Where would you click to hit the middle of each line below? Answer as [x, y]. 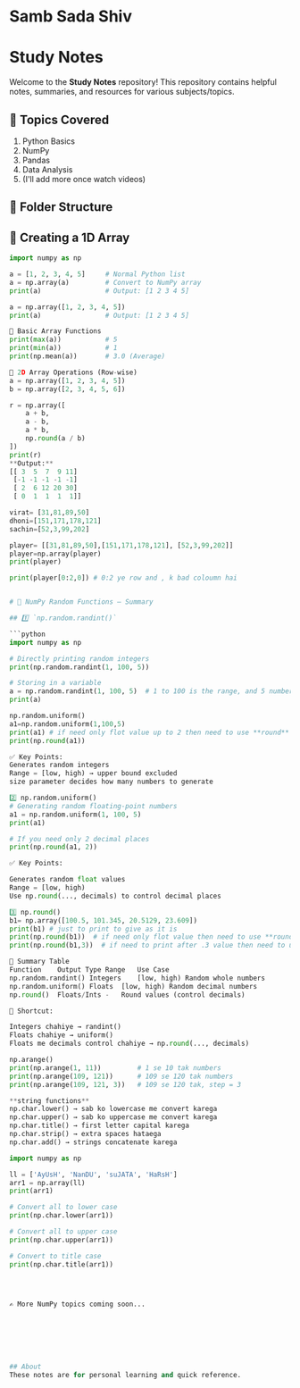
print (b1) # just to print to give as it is [93, 929]
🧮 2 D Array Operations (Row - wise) [74, 372]
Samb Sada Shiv [71, 17]
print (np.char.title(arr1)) [62, 1264]
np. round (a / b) [56, 439]
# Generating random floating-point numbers [93, 806]
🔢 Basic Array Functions [55, 331]
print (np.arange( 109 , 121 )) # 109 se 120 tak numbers [121, 1076]
